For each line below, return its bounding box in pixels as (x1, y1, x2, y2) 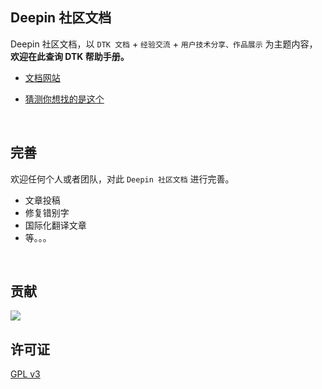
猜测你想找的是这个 (24, 93, 105, 105)
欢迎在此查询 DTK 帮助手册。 (10, 50, 130, 62)
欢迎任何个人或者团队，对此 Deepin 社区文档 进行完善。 (10, 173, 235, 185)
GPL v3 (10, 368, 41, 380)
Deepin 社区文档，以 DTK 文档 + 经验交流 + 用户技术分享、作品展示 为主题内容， (10, 38, 318, 50)
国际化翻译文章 (24, 219, 87, 231)
